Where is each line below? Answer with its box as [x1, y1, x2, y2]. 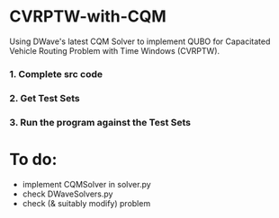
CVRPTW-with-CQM [9, 6, 166, 27]
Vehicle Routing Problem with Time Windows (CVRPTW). [9, 45, 220, 56]
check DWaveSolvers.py [22, 188, 113, 199]
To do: [9, 149, 58, 170]
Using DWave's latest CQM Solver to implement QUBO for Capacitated [9, 36, 271, 47]
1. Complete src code [9, 67, 103, 80]
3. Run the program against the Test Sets [9, 116, 192, 128]
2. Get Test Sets [9, 92, 80, 104]
